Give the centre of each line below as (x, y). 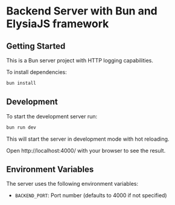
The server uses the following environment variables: (72, 184)
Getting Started (36, 46)
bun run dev (21, 127)
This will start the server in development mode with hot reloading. (88, 139)
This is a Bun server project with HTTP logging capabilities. (80, 60)
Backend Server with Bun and (82, 11)
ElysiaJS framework (58, 24)
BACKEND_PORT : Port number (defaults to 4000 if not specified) (91, 195)
